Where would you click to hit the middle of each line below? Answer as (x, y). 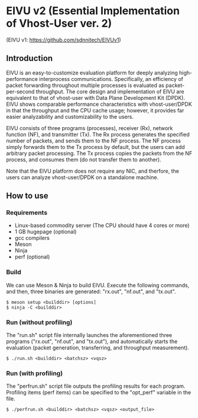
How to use (27, 196)
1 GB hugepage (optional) (46, 232)
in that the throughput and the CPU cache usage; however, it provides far (95, 110)
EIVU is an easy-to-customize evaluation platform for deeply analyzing (92, 73)
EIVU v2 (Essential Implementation (93, 11)
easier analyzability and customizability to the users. (70, 116)
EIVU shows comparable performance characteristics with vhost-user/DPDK (99, 104)
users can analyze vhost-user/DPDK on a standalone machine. (82, 177)
